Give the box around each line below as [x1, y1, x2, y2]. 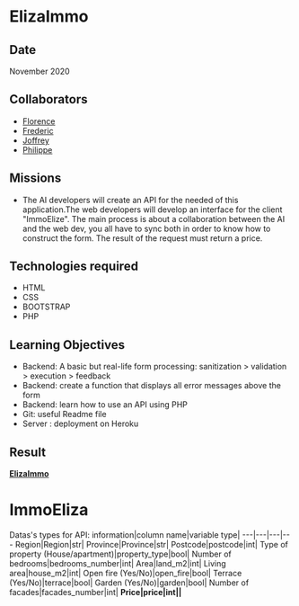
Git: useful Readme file [22, 409, 107, 420]
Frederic [22, 125, 54, 136]
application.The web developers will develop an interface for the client [22, 204, 283, 215]
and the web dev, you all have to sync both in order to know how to [22, 223, 271, 234]
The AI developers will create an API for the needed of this [22, 194, 239, 205]
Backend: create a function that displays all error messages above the [22, 380, 281, 391]
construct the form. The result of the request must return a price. [22, 232, 263, 244]
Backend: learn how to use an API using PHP [22, 399, 189, 410]
